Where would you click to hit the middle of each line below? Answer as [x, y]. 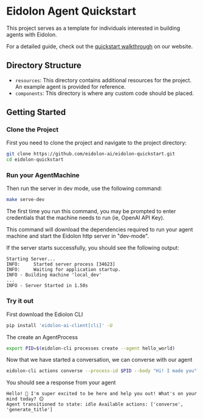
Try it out [20, 301]
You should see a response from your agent [61, 382]
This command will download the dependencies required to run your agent [100, 230]
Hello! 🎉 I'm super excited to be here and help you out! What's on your [102, 394]
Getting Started [36, 112]
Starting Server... [31, 259]
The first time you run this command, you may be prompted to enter [91, 211]
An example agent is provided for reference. [70, 86]
